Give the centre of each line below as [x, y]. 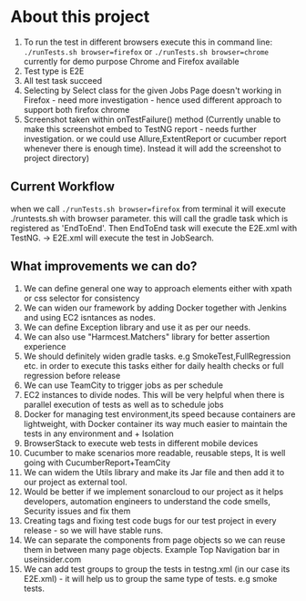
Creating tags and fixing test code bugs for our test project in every [150, 520]
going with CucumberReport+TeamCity [97, 463]
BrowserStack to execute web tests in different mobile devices [141, 443]
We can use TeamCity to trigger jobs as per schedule [123, 385]
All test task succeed [63, 80]
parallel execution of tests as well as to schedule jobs [123, 404]
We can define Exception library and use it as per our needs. [137, 327]
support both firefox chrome [76, 109]
